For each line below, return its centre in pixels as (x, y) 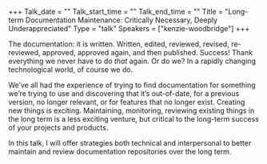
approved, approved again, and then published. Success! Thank (148, 52)
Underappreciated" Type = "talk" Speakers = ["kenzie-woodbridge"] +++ (129, 28)
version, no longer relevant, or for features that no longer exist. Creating (127, 102)
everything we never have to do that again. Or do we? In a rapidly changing (132, 61)
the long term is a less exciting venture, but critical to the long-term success (134, 119)
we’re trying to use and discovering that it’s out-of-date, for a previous (124, 94)
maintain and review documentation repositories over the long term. (120, 152)
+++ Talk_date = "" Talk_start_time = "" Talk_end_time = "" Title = (116, 12)
